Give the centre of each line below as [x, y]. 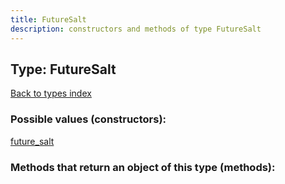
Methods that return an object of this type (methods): [143, 167]
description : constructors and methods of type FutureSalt [136, 29]
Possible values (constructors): [88, 119]
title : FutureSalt [48, 19]
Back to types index [51, 93]
